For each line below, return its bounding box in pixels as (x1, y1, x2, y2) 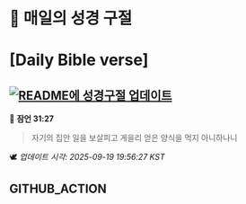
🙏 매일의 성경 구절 (9, 8, 133, 29)
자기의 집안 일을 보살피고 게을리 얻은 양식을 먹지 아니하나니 (31, 132, 238, 144)
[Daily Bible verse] (9, 50, 149, 70)
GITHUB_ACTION (9, 181, 108, 196)
